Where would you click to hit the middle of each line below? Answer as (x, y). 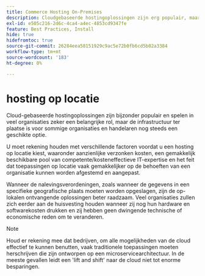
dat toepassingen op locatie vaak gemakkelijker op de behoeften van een (98, 166)
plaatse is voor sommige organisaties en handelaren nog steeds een (92, 128)
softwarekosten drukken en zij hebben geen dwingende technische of (94, 211)
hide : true (20, 35)
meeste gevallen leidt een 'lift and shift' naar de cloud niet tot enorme (94, 260)
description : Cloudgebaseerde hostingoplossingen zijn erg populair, (97, 18)
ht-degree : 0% (24, 63)
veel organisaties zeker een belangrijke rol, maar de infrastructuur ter (93, 122)
